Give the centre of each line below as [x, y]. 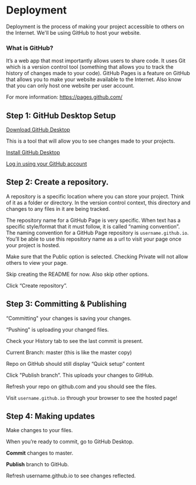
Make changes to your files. [39, 430]
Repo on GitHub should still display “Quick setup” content [75, 363]
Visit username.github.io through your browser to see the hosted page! [92, 398]
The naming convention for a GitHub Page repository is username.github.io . [97, 233]
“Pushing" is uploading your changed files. [58, 329]
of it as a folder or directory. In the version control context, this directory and [98, 203]
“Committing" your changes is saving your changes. [69, 318]
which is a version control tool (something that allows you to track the [90, 67]
